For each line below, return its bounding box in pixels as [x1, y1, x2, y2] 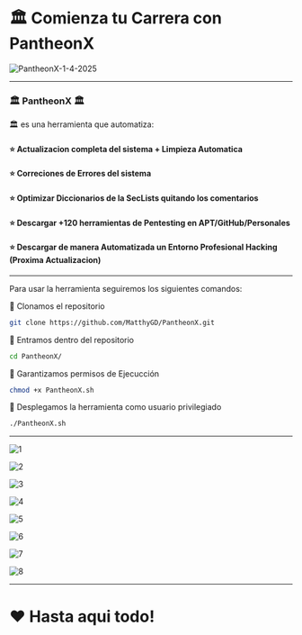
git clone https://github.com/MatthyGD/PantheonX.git [9, 318, 216, 327]
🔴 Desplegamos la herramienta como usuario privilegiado [9, 402, 222, 413]
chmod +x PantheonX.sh [9, 386, 94, 395]
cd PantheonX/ [9, 351, 63, 361]
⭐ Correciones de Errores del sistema [9, 168, 152, 179]
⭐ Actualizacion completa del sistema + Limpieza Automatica [9, 143, 243, 154]
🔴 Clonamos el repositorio [9, 300, 105, 312]
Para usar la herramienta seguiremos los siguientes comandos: [9, 283, 243, 294]
